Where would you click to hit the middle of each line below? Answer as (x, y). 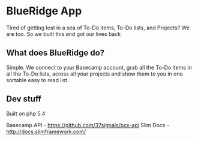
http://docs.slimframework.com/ (46, 131)
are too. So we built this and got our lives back (64, 34)
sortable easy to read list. (37, 80)
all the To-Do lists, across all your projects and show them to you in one (94, 74)
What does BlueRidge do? (55, 53)
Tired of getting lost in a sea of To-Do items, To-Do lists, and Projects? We (98, 28)
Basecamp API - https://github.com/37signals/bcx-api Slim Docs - (88, 125)
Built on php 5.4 (26, 113)
